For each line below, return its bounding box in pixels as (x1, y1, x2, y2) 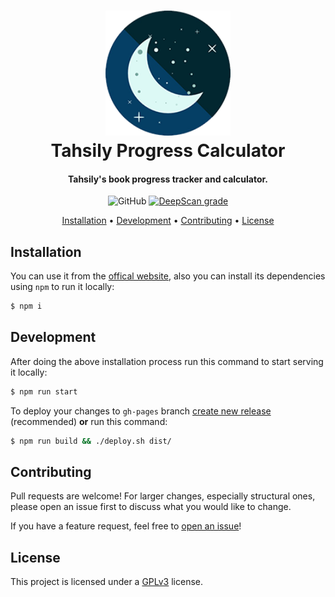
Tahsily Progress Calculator (50, 140, 286, 162)
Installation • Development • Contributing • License (61, 215, 275, 227)
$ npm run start (10, 386, 78, 397)
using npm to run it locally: (10, 281, 115, 293)
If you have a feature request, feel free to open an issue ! (10, 520, 242, 532)
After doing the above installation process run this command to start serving (10, 355, 324, 367)
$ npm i (10, 301, 43, 312)
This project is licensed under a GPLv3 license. (10, 576, 204, 588)
